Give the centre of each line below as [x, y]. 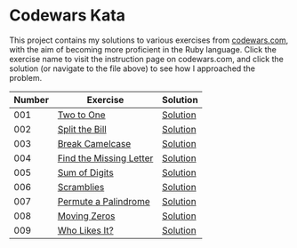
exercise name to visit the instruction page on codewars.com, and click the [147, 59]
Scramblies [81, 187]
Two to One [81, 115]
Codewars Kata [68, 16]
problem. [26, 77]
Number [31, 100]
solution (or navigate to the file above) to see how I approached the [132, 68]
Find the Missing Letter [105, 158]
